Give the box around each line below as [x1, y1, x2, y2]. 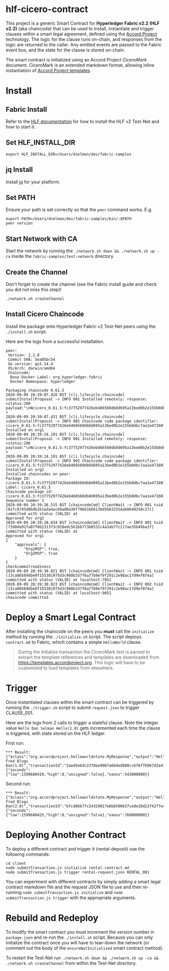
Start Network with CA [6, 234, 78, 243]
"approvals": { [15, 542, 47, 547]
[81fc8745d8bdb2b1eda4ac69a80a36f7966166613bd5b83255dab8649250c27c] [6, 507, 154, 512]
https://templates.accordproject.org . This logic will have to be [18, 659, 145, 665]
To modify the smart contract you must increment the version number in [6, 929, 154, 935]
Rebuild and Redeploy [6, 912, 99, 924]
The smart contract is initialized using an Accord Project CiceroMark [6, 56, 147, 62]
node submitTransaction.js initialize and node [23, 889, 123, 895]
